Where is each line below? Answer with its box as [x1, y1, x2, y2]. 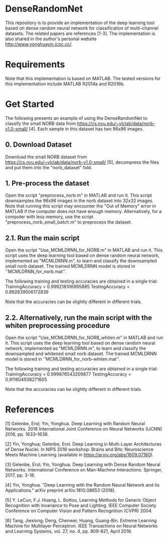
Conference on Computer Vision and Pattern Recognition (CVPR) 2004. [5, 508, 153, 514]
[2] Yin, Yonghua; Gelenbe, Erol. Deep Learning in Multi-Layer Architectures [5, 441, 162, 447]
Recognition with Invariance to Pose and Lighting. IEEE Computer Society [5, 502, 156, 508]
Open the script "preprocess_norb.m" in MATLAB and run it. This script [5, 192, 152, 198]
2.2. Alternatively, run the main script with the [5, 313, 152, 322]
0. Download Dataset [5, 141, 72, 149]
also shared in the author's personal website [5, 36, 97, 42]
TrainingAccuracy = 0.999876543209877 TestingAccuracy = [5, 371, 131, 377]
